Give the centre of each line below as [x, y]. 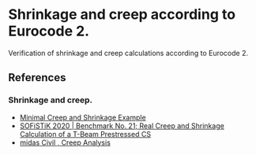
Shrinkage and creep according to [122, 15]
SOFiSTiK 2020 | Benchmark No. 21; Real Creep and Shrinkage [122, 125]
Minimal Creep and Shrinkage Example [83, 117]
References [37, 77]
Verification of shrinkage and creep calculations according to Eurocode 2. [128, 53]
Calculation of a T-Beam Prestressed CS [85, 134]
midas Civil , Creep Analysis [65, 142]
